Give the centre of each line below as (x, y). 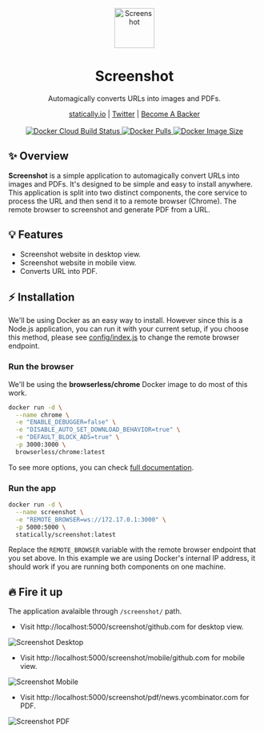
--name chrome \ (42, 415)
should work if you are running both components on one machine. (117, 567)
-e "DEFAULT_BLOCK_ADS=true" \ (68, 437)
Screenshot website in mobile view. (78, 262)
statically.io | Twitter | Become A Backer (134, 114)
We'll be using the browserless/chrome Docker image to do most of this (128, 384)
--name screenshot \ (50, 512)
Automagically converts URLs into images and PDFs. (134, 98)
